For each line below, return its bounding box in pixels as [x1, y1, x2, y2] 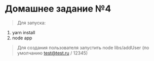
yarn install [12, 29, 35, 35]
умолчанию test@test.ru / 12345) [17, 50, 88, 56]
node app [12, 35, 32, 41]
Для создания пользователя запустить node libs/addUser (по [17, 44, 149, 50]
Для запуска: [17, 20, 46, 26]
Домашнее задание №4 [5, 3, 111, 15]
